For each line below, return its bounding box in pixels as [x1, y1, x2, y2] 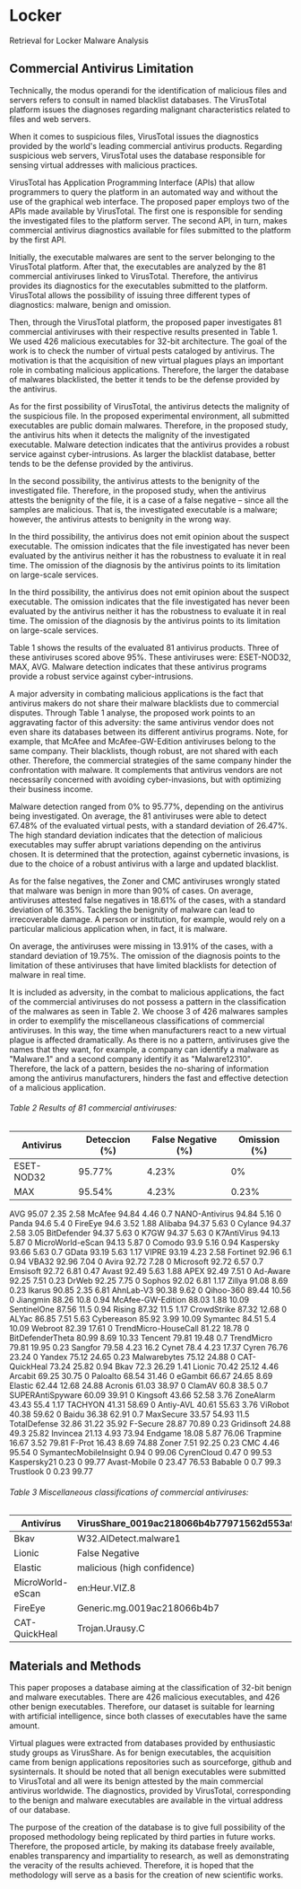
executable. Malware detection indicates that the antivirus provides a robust [9, 439, 289, 450]
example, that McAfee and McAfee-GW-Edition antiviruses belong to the [9, 735, 276, 746]
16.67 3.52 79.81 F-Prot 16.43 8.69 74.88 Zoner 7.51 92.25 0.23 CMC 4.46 [9, 1437, 280, 1448]
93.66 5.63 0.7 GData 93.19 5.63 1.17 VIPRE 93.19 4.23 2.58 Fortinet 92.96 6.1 [9, 1246, 292, 1257]
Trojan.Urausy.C [76, 1622, 146, 1635]
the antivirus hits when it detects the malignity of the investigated [9, 429, 251, 440]
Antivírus [21, 1517, 62, 1530]
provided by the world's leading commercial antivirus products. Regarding [9, 140, 283, 151]
